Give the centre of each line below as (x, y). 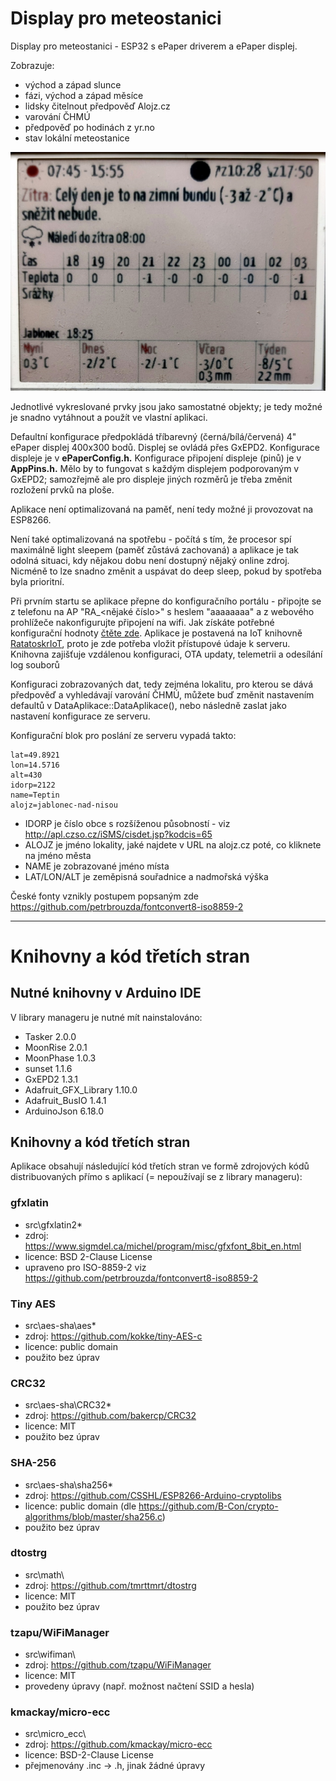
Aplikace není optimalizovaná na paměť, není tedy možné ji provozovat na (162, 509)
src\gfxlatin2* (53, 1224)
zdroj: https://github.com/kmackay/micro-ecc (118, 1744)
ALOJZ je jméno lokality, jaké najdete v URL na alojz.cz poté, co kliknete (173, 844)
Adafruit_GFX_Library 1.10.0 (81, 1089)
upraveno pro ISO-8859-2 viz (85, 1267)
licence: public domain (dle (80, 1506)
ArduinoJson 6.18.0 (64, 1111)
